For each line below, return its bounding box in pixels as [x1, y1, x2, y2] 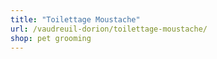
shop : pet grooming [10, 33, 92, 43]
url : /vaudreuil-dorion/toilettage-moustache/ [10, 24, 208, 34]
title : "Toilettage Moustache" [10, 14, 141, 25]
